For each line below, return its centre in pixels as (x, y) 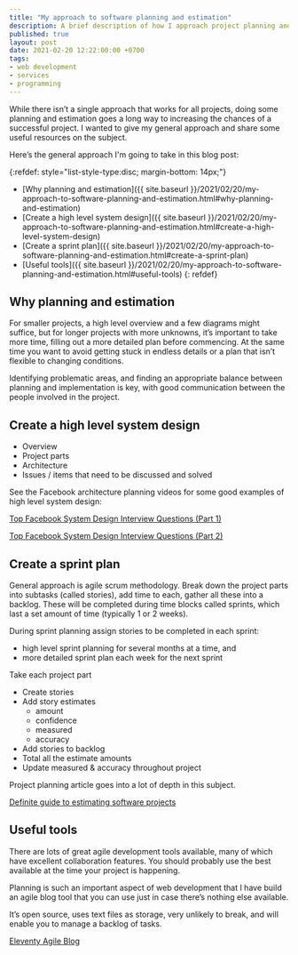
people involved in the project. (65, 397)
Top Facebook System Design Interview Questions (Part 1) (115, 519)
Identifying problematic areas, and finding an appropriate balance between (146, 378)
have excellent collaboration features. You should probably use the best (140, 861)
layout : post (33, 42)
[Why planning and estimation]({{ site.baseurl (105, 189)
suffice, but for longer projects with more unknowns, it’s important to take (143, 333)
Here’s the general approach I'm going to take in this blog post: (124, 154)
